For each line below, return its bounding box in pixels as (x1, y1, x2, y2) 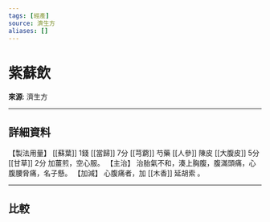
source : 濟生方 (8, 19, 55, 27)
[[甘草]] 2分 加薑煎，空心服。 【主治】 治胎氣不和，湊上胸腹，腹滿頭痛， (8, 158, 249, 168)
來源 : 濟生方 (8, 92, 48, 101)
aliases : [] (8, 27, 48, 35)
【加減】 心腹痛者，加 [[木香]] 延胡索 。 (73, 168, 205, 178)
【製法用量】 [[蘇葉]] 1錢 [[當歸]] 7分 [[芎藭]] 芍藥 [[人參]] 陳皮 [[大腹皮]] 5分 (8, 148, 260, 158)
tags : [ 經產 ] (8, 11, 50, 20)
